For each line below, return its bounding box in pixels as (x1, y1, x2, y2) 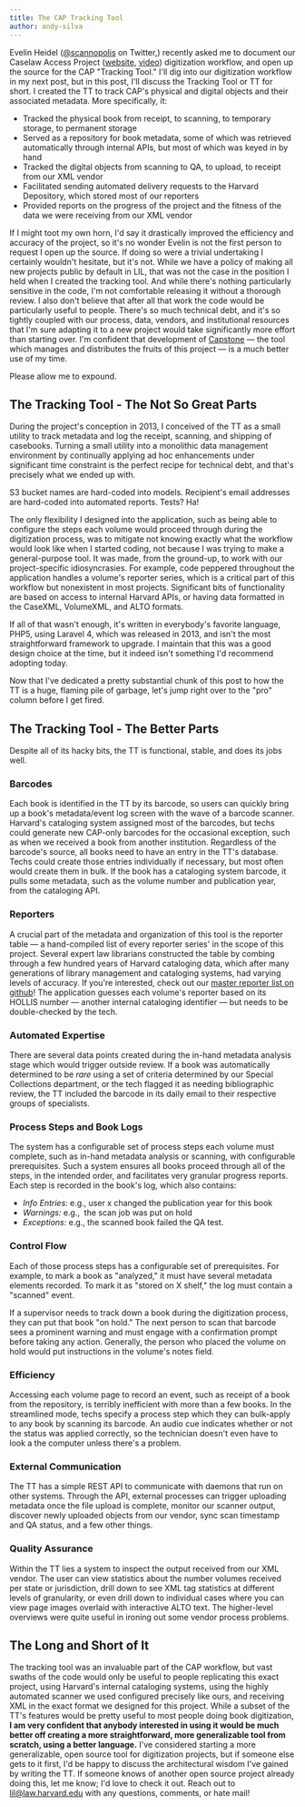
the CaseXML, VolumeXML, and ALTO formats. (9, 602, 184, 613)
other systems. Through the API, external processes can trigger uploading (9, 1490, 287, 1502)
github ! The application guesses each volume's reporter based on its (9, 987, 267, 998)
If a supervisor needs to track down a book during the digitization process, (9, 1307, 289, 1318)
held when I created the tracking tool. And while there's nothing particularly (9, 275, 292, 287)
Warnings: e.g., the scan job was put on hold (22, 1207, 192, 1218)
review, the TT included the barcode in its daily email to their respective (9, 1089, 277, 1100)
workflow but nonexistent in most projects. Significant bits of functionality (9, 582, 286, 593)
